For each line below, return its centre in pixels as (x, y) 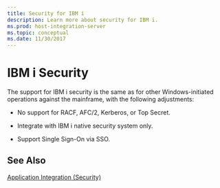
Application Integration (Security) (54, 177)
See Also (26, 161)
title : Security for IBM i (46, 13)
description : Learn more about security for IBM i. (82, 20)
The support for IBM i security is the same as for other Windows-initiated (111, 92)
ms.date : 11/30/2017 (37, 39)
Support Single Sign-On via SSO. (64, 139)
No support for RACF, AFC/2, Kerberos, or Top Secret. (93, 113)
